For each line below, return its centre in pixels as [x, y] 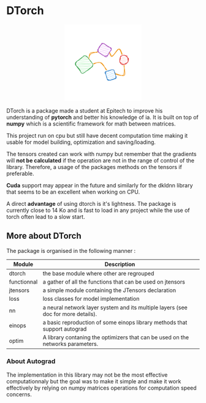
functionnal [23, 282]
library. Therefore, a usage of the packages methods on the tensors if [94, 167]
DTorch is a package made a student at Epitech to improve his [85, 110]
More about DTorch [44, 236]
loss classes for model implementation [91, 299]
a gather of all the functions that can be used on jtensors [114, 282]
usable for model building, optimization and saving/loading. [81, 142]
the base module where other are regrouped [98, 273]
